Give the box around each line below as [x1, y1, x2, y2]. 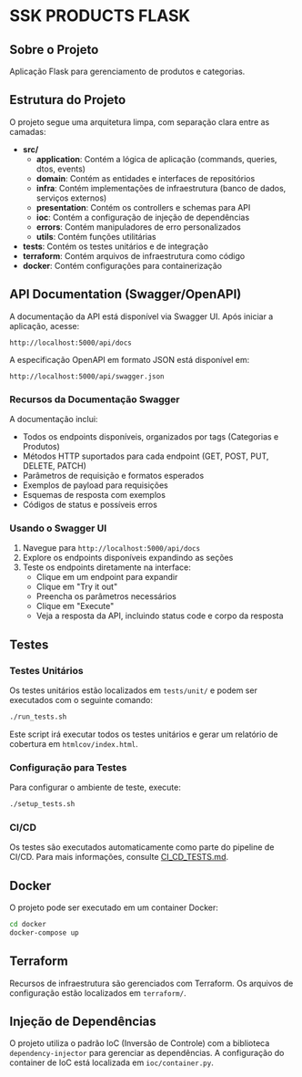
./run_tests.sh [9, 712, 67, 721]
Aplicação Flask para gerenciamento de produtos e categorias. [9, 66, 246, 77]
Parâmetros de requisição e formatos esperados [22, 470, 205, 481]
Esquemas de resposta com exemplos [22, 489, 166, 500]
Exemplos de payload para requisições [22, 480, 168, 491]
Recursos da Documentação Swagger [9, 393, 180, 406]
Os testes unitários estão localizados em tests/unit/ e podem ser [9, 685, 257, 696]
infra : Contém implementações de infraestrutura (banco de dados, [35, 182, 287, 193]
